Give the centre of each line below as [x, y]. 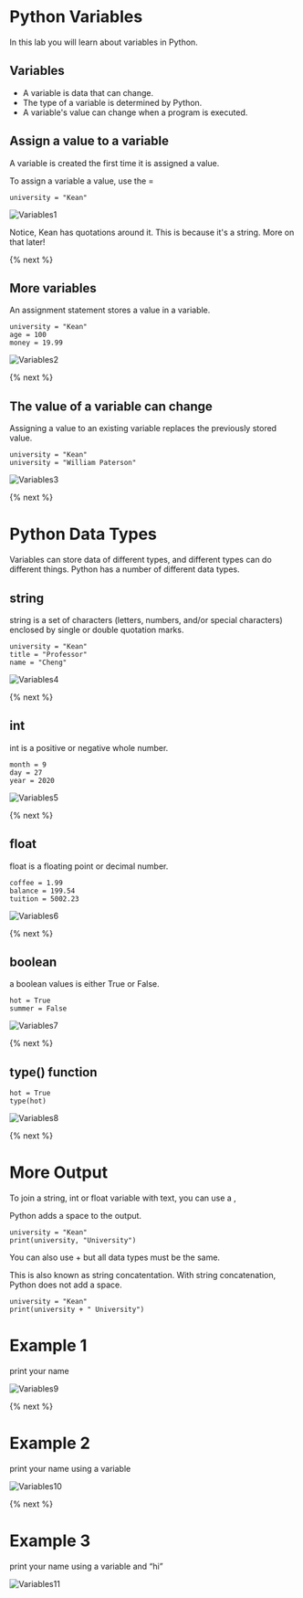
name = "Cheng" [38, 662]
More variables [53, 288]
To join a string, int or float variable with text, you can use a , [123, 1198]
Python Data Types [84, 534]
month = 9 [28, 765]
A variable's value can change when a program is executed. [135, 112]
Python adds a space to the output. [76, 1216]
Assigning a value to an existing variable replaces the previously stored [143, 429]
